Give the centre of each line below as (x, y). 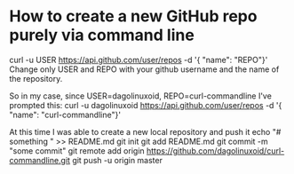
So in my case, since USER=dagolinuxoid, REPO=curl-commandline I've (141, 96)
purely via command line (102, 35)
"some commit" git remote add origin (77, 150)
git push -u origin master (117, 160)
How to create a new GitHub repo (133, 16)
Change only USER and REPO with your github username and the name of (144, 69)
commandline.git (40, 160)
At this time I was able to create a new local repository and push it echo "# (145, 131)
